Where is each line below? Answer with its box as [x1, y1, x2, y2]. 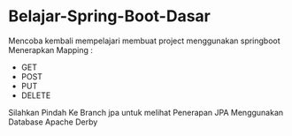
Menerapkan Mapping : [8, 44, 94, 55]
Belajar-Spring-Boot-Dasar [8, 6, 211, 26]
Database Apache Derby [8, 117, 98, 127]
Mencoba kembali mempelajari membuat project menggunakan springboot [8, 35, 280, 46]
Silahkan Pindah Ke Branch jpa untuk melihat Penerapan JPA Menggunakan [8, 107, 284, 117]
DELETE [20, 90, 51, 101]
